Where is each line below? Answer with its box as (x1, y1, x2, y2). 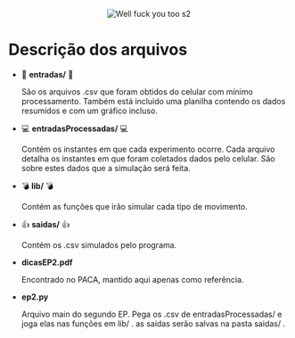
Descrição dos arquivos (8, 40, 188, 60)
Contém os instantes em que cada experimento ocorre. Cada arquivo (20, 144, 275, 154)
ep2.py (20, 291, 49, 302)
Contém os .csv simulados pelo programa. (20, 239, 177, 250)
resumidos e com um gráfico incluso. (20, 105, 158, 116)
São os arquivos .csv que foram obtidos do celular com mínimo (20, 86, 253, 97)
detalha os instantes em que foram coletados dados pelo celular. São (20, 153, 275, 164)
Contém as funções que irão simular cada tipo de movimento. (20, 201, 249, 211)
